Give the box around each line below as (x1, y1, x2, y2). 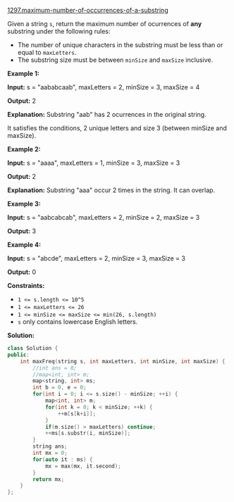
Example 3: (7, 200, 41, 208)
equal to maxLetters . (17, 49, 77, 56)
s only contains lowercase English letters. (17, 318, 138, 326)
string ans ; (32, 443, 68, 450)
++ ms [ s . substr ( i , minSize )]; (44, 429, 131, 437)
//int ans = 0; (32, 364, 78, 372)
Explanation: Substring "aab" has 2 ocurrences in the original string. (7, 111, 207, 118)
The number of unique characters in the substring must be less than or (17, 41, 223, 49)
